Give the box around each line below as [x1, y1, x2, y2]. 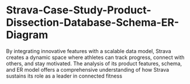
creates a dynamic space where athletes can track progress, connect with [6, 54, 185, 61]
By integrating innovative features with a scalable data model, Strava [6, 47, 171, 54]
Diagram [6, 29, 49, 41]
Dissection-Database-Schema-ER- [6, 16, 179, 29]
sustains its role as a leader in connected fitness [6, 72, 123, 79]
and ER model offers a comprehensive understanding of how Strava [6, 66, 170, 73]
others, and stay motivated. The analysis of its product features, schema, [6, 60, 182, 67]
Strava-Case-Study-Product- [6, 3, 151, 17]
